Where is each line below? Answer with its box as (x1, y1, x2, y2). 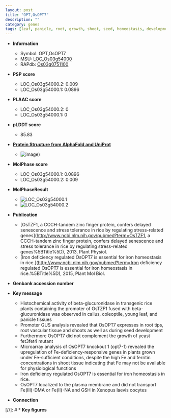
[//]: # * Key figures (5, 407, 47, 413)
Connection (12, 397, 38, 403)
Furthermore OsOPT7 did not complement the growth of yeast (20, 333, 150, 339)
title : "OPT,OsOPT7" (5, 12, 49, 17)
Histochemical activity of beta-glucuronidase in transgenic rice (20, 300, 153, 307)
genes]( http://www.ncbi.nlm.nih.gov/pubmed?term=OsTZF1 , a (20, 233, 150, 239)
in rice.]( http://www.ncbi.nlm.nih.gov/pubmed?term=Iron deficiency (20, 260, 162, 266)
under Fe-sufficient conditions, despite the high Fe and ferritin (20, 355, 151, 361)
